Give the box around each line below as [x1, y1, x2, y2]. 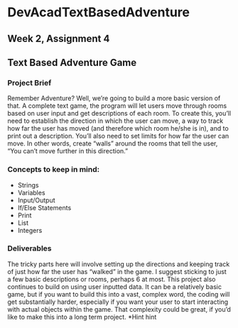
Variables [17, 188, 45, 197]
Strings [17, 180, 39, 189]
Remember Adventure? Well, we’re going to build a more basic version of [7, 94, 221, 103]
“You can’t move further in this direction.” [7, 147, 129, 155]
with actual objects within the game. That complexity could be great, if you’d [7, 305, 231, 313]
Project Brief [7, 77, 52, 87]
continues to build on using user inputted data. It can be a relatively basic [7, 282, 222, 291]
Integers [17, 226, 43, 234]
